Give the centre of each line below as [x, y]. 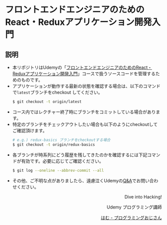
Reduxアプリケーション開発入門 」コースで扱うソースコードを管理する [84, 74]
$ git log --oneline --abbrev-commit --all [58, 170]
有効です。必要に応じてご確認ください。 [62, 161]
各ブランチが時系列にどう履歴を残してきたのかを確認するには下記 [80, 155]
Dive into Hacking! [143, 197]
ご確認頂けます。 [30, 130]
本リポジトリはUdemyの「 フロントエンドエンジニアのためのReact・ [82, 67]
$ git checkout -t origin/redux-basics [54, 144]
